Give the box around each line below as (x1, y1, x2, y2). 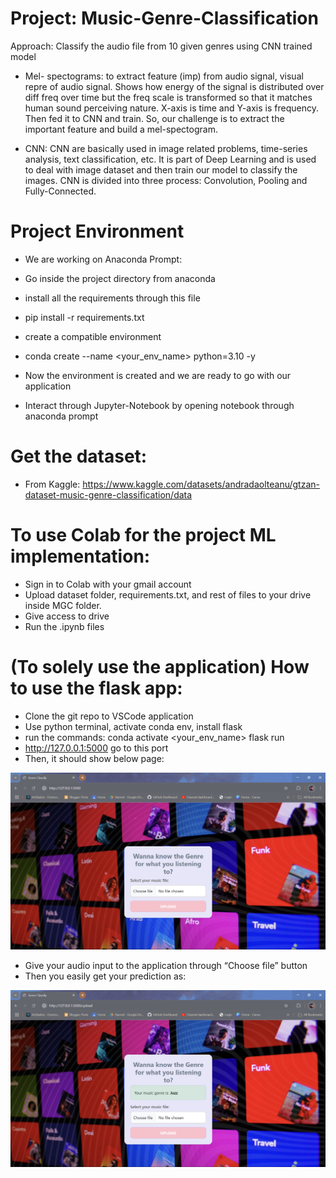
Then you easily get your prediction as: (24, 970, 187, 982)
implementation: (10, 545, 151, 567)
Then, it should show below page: (24, 752, 165, 764)
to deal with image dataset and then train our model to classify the (24, 163, 298, 176)
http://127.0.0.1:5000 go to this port (24, 742, 169, 754)
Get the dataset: (10, 445, 148, 468)
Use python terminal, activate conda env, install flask (24, 720, 243, 732)
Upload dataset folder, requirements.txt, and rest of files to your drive (24, 588, 312, 601)
